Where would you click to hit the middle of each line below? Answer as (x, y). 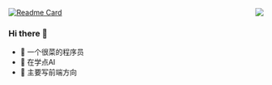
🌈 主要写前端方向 (48, 72)
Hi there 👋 (28, 33)
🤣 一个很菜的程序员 (52, 52)
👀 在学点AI (38, 62)
